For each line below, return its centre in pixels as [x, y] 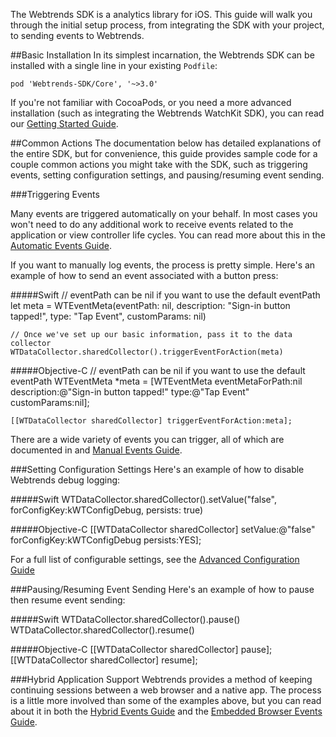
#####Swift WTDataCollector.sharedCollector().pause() [125, 619]
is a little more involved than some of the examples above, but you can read [166, 700]
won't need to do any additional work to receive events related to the [152, 224]
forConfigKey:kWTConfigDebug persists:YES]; [106, 540]
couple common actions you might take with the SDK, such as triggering [159, 164]
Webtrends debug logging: [65, 480]
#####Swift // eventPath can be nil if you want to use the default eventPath [165, 295]
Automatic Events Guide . [61, 245]
